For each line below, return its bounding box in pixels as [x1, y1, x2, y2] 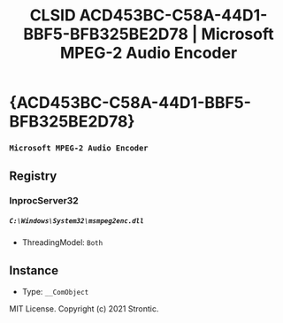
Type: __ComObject [21, 287, 89, 297]
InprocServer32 [9, 195, 80, 207]
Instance [9, 263, 59, 278]
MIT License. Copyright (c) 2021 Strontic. [9, 304, 159, 314]
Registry [9, 168, 57, 183]
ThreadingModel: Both [21, 237, 103, 248]
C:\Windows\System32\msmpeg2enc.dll [9, 217, 144, 226]
